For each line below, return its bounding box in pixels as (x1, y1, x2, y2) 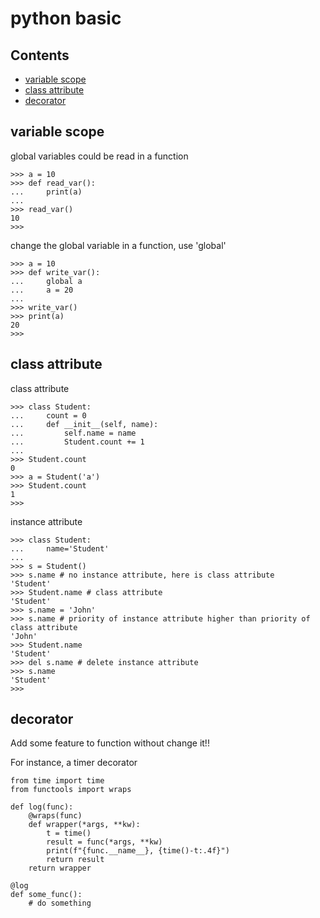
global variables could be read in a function (10, 150, 189, 162)
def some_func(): (10, 890, 83, 900)
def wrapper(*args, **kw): (28, 820, 141, 830)
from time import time (10, 776, 105, 786)
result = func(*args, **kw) (46, 837, 163, 847)
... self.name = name (10, 428, 137, 438)
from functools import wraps (10, 785, 132, 795)
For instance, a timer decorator (10, 757, 138, 769)
